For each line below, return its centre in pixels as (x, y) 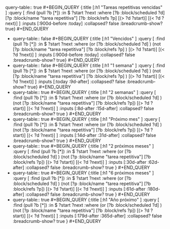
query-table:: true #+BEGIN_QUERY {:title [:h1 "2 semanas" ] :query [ (84, 92)
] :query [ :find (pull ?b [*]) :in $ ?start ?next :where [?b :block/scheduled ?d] (85, 13)
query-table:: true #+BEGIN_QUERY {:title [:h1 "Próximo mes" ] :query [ (87, 119)
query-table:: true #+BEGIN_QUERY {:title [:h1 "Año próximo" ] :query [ (86, 200)
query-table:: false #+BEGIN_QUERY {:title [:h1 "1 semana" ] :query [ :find (89, 65)
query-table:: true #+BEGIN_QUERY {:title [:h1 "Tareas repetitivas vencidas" (84, 7)
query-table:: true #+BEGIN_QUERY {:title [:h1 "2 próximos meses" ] (83, 146)
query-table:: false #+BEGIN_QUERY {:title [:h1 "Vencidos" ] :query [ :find (89, 38)
